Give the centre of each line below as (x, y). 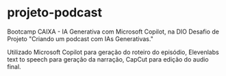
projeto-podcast (55, 13)
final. (14, 66)
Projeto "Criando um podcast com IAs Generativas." (80, 38)
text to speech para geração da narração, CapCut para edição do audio (108, 59)
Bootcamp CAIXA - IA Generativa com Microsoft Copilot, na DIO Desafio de (113, 31)
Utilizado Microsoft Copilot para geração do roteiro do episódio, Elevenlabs (113, 52)
